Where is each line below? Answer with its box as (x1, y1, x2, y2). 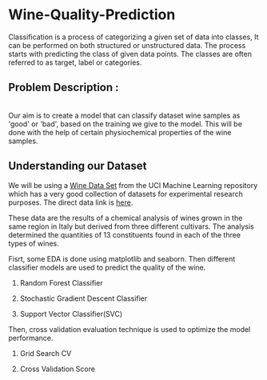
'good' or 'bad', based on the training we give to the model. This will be (8, 118, 242, 129)
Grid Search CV (19, 348, 72, 358)
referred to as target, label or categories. (8, 58, 142, 67)
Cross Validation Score (19, 364, 96, 374)
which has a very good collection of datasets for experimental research (8, 189, 244, 198)
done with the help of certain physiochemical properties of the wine (8, 127, 232, 137)
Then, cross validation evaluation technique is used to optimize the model (8, 324, 251, 334)
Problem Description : (8, 81, 119, 94)
